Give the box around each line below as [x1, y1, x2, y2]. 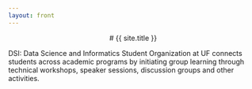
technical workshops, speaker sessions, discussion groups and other [8, 65, 235, 75]
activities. [8, 73, 40, 83]
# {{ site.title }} [109, 33, 158, 43]
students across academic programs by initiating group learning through [8, 57, 245, 66]
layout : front [8, 11, 55, 20]
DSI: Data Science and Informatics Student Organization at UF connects [8, 48, 243, 57]
